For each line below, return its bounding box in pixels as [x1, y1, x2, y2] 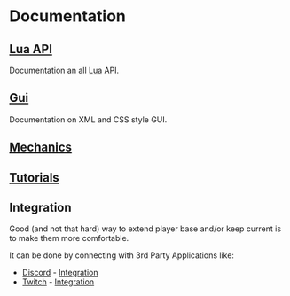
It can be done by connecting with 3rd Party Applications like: [9, 250, 235, 261]
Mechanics [9, 140, 73, 155]
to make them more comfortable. [9, 233, 129, 244]
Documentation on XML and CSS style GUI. [9, 113, 168, 125]
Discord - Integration [21, 268, 99, 278]
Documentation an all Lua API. [9, 65, 120, 75]
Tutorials [9, 170, 59, 185]
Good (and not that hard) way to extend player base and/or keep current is [9, 223, 282, 234]
